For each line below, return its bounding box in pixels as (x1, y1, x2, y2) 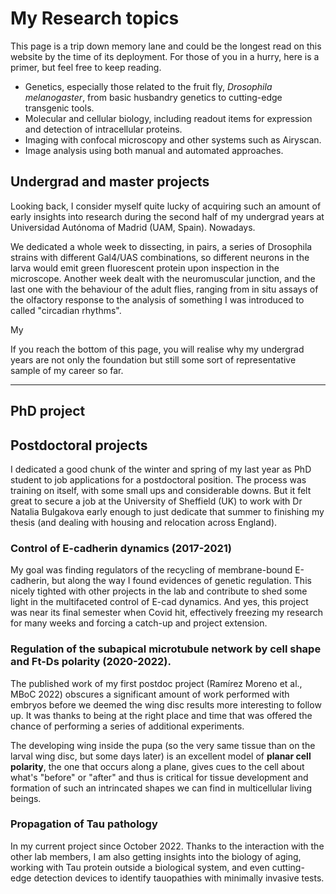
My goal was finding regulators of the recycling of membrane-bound (10, 564, 293, 576)
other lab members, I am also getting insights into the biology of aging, (10, 850, 302, 862)
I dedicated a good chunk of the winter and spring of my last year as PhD (10, 463, 312, 475)
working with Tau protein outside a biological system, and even (10, 861, 270, 873)
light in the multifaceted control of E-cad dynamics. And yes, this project (10, 596, 309, 608)
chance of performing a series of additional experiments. (10, 720, 245, 732)
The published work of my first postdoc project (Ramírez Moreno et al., (10, 677, 303, 689)
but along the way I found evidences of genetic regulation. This (51, 575, 312, 587)
